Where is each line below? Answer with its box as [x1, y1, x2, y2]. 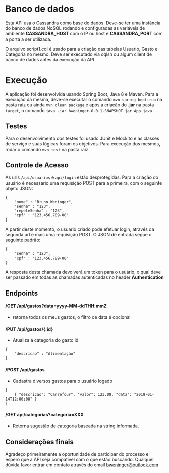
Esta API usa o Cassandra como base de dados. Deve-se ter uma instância [5, 20, 161, 26]
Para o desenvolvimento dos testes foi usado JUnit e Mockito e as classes [5, 135, 160, 141]
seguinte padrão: [5, 237, 41, 243]
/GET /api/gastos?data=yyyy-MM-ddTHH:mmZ [5, 303, 107, 309]
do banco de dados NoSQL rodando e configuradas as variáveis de [5, 25, 145, 31]
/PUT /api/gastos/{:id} [5, 325, 53, 332]
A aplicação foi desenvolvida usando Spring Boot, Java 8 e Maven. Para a [5, 91, 159, 97]
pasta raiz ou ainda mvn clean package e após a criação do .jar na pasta [5, 102, 154, 108]
